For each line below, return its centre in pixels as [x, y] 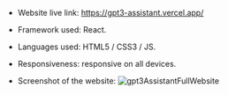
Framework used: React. [62, 29]
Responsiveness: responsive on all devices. [97, 64]
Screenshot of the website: [67, 81]
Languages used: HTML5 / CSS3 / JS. [87, 47]
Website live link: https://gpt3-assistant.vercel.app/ [110, 13]
